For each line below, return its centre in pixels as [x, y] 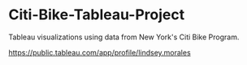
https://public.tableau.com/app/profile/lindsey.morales [100, 52]
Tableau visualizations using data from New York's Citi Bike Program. [124, 37]
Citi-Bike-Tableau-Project [97, 15]
